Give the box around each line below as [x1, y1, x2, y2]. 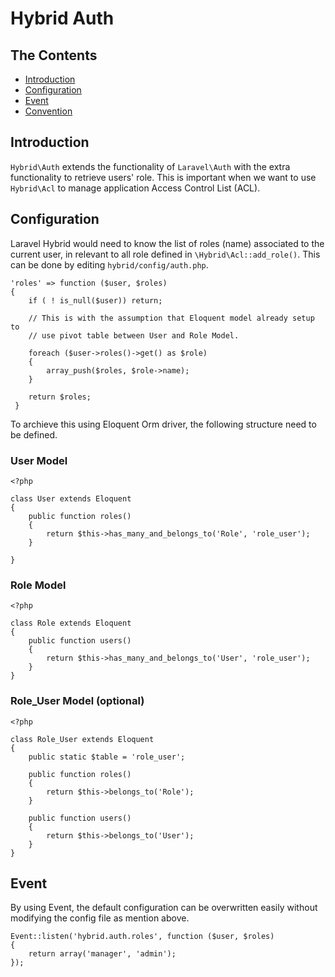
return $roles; [28, 392, 92, 402]
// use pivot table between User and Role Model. [28, 330, 240, 341]
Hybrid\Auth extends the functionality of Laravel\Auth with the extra [10, 160, 291, 172]
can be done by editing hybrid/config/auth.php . [10, 258, 209, 271]
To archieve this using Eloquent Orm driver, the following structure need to [10, 418, 317, 430]
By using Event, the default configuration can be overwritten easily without [10, 902, 318, 914]
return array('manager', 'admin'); [28, 949, 177, 959]
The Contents [10, 47, 98, 64]
